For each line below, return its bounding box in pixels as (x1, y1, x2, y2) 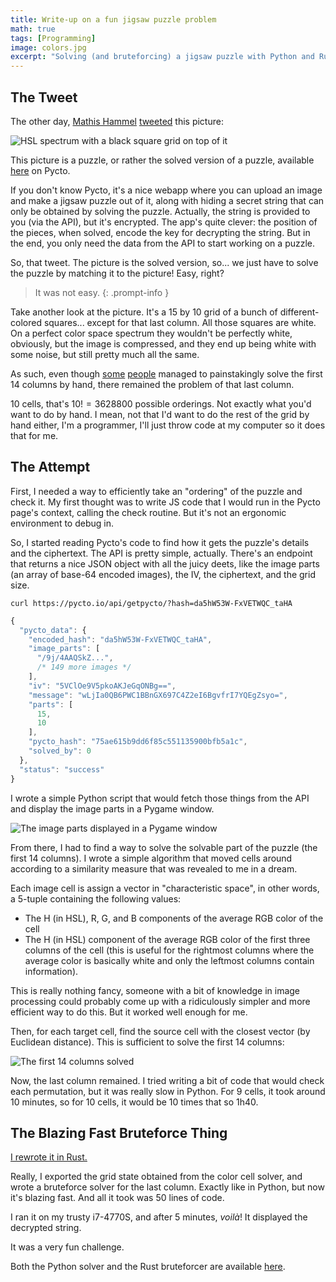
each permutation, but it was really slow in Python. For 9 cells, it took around (10, 1085, 326, 1097)
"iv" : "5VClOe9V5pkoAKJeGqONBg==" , (28, 681, 177, 691)
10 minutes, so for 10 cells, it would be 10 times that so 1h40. (10, 1096, 259, 1108)
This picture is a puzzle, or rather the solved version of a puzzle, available (10, 154, 315, 166)
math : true (10, 24, 56, 34)
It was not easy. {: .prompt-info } (34, 286, 170, 298)
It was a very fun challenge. (10, 1241, 125, 1253)
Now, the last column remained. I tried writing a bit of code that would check (10, 1074, 325, 1086)
